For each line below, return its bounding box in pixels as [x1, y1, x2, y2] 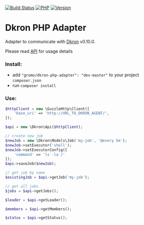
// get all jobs [5, 184, 39, 189]
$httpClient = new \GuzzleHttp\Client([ [5, 106, 90, 112]
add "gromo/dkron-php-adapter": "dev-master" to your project [12, 72, 140, 78]
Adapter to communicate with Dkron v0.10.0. [5, 38, 96, 44]
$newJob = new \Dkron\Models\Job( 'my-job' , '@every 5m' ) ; [5, 138, 127, 143]
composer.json [12, 78, 42, 83]
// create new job [5, 133, 43, 139]
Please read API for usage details [5, 48, 73, 54]
